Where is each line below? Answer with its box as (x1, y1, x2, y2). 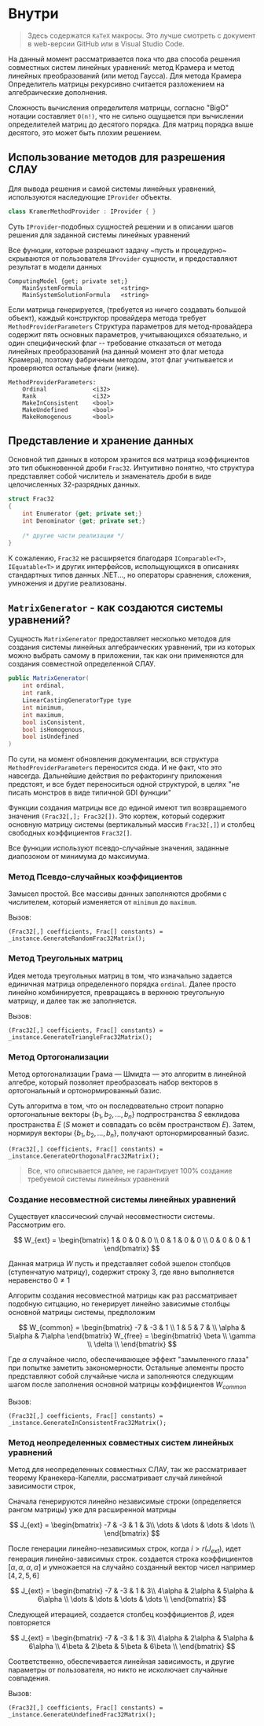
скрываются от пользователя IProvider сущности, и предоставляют (8, 253, 238, 263)
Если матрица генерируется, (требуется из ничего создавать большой (8, 304, 246, 314)
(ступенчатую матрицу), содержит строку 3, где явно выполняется (8, 1267, 235, 1276)
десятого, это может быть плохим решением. (8, 127, 163, 138)
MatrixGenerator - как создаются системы (8, 600, 224, 614)
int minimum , (22, 703, 65, 711)
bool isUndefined (22, 733, 79, 741)
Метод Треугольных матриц (8, 953, 123, 964)
